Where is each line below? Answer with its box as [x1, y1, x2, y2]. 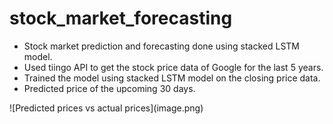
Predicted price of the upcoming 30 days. [23, 82, 196, 94]
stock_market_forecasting [9, 7, 233, 30]
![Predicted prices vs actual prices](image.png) [9, 102, 204, 114]
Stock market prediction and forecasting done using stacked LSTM [23, 40, 301, 52]
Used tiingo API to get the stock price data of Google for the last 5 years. [23, 61, 324, 73]
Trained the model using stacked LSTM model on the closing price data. [23, 72, 321, 84]
